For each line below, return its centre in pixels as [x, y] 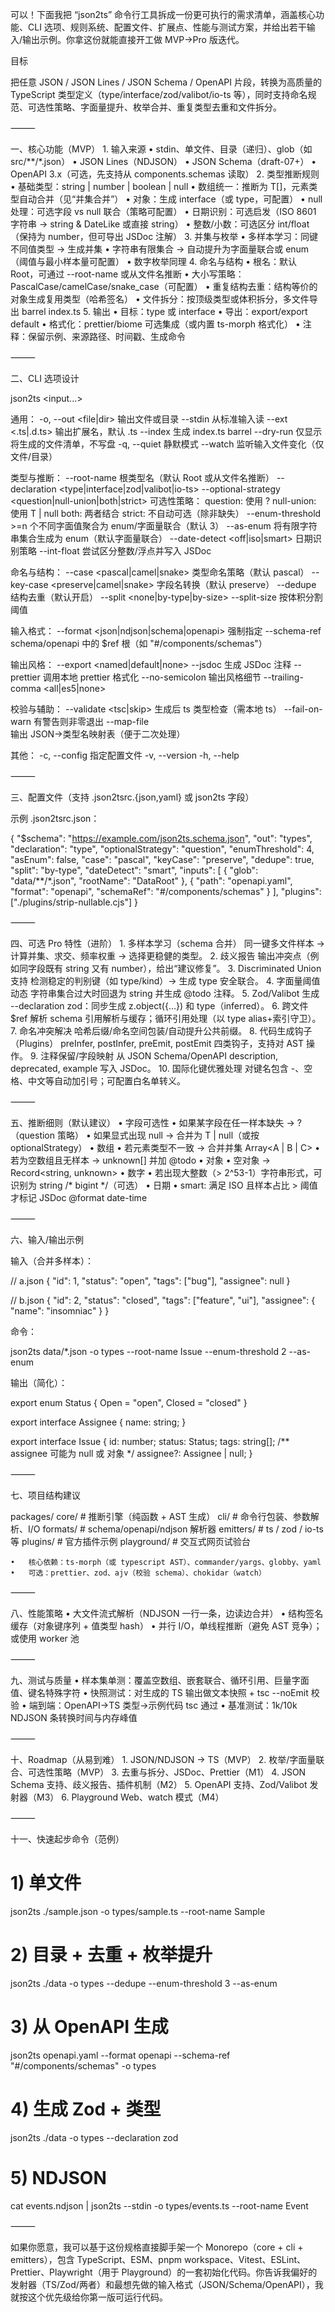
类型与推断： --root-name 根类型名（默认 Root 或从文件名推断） [142, 477]
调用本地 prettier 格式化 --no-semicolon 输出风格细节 [152, 677]
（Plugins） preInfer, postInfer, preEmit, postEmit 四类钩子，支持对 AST [157, 1043]
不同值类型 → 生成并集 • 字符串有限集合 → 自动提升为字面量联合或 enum [160, 249]
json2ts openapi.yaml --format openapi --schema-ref [120, 2055]
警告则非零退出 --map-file [96, 721]
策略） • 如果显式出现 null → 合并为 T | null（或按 [158, 1135]
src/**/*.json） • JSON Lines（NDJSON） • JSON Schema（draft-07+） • [163, 161]
